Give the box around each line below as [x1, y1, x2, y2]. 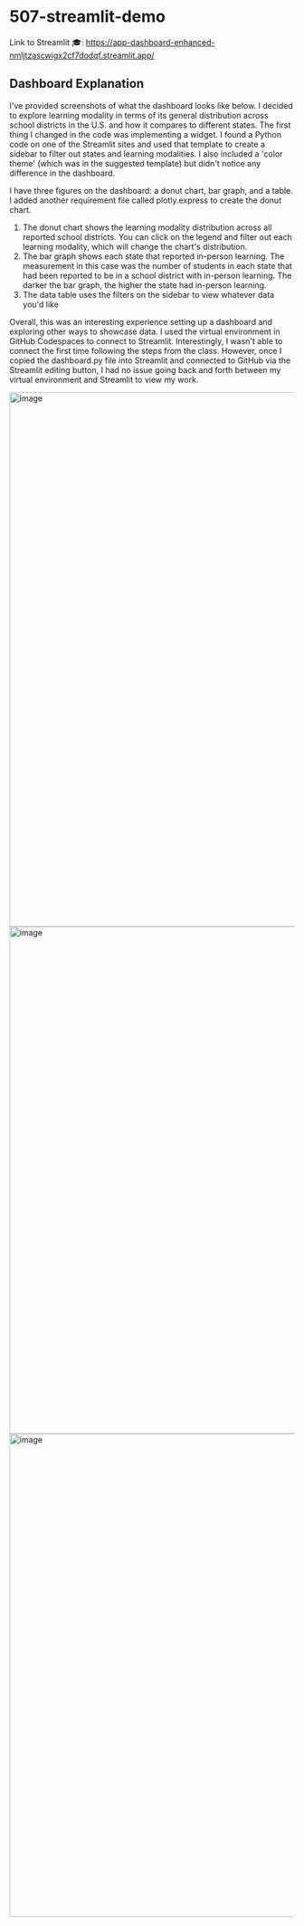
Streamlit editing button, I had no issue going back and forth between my [9, 364, 281, 375]
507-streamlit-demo [9, 6, 166, 27]
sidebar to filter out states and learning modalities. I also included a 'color [9, 148, 283, 159]
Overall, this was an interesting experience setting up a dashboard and [9, 316, 273, 327]
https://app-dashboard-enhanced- [85, 36, 215, 47]
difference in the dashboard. [9, 168, 116, 178]
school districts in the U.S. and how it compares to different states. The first [9, 120, 291, 130]
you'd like [22, 299, 59, 310]
